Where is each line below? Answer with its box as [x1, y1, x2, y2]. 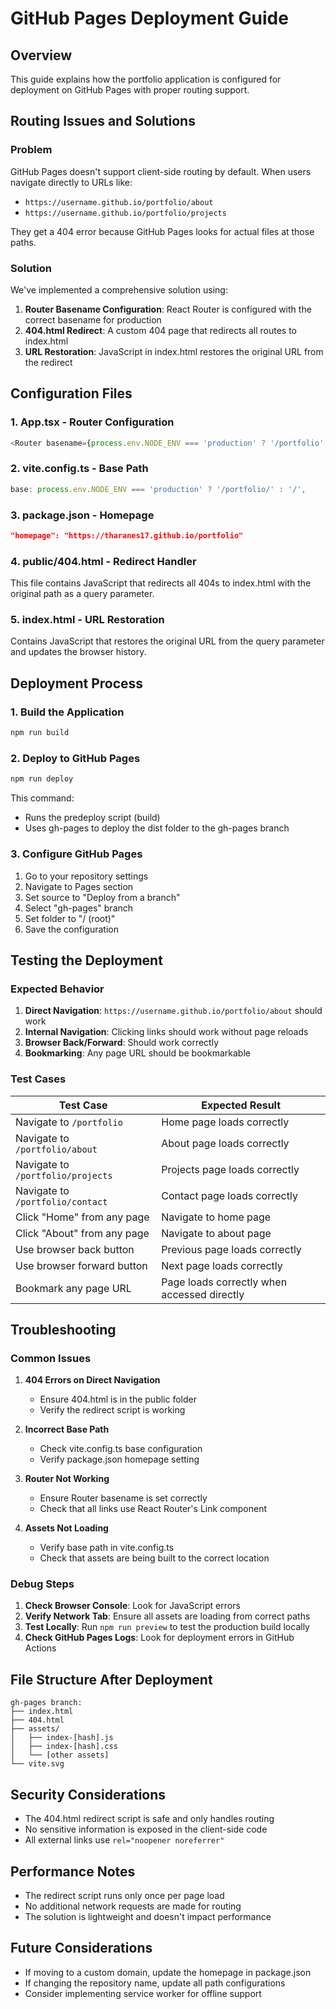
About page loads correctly [161, 1136, 290, 1150]
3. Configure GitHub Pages [10, 847, 143, 861]
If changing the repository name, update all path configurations [24, 1977, 286, 1989]
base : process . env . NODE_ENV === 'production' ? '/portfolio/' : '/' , [10, 484, 307, 494]
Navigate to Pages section [24, 880, 134, 892]
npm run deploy [10, 774, 74, 784]
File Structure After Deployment [10, 1671, 213, 1688]
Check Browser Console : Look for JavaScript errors [24, 1600, 241, 1612]
